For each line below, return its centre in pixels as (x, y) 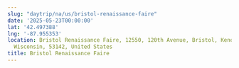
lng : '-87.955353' (34, 34)
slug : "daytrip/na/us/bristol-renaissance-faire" (83, 14)
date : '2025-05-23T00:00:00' (51, 21)
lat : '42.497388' (33, 27)
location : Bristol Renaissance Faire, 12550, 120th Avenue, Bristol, (113, 40)
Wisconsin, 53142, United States (63, 47)
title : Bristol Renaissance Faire (59, 54)
